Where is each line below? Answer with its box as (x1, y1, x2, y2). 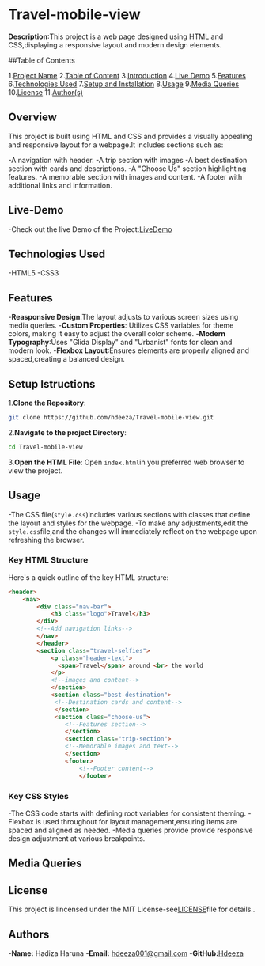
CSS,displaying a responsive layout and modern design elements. (8, 40, 222, 49)
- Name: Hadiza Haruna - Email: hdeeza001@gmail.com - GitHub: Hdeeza (8, 948, 244, 958)
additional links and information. (8, 180, 113, 190)
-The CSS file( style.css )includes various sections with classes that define (8, 510, 251, 519)
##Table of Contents (8, 55, 75, 65)
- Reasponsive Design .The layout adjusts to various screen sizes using (8, 313, 239, 322)
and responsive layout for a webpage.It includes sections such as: (8, 140, 224, 150)
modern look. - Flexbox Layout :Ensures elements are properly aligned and (8, 346, 250, 355)
